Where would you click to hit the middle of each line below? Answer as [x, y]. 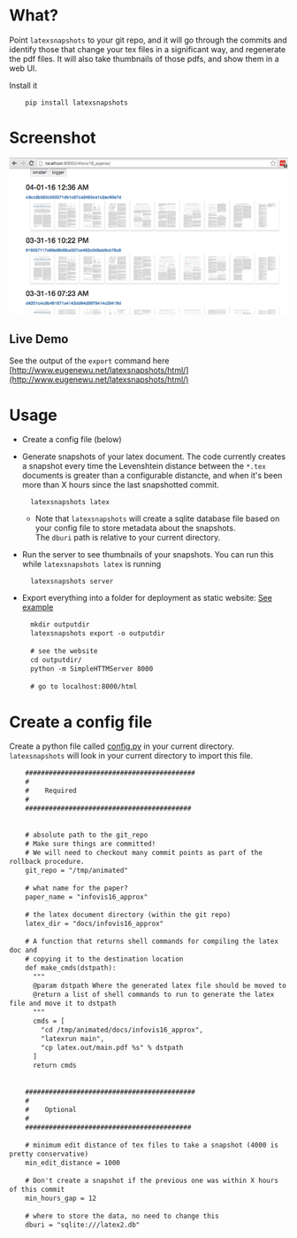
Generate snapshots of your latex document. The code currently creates [153, 456]
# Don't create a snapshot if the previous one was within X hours [152, 1181]
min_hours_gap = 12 [61, 1199]
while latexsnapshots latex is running [91, 564]
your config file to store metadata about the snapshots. [135, 528]
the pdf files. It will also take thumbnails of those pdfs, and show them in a [145, 58]
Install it [23, 85]
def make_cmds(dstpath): [71, 968]
